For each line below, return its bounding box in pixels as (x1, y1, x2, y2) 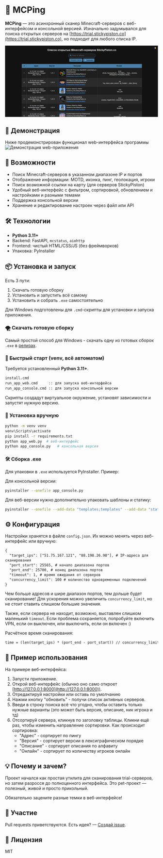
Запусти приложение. (12, 676, 57, 681)
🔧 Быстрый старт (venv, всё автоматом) (5, 354, 104, 361)
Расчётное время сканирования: (5, 630, 74, 636)
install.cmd (5, 376, 29, 380)
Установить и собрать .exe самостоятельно (12, 297, 103, 303)
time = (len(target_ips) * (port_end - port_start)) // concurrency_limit (5, 640, 160, 645)
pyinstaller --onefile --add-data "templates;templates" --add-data (5, 507, 147, 511)
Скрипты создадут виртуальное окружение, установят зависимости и (5, 395, 151, 400)
